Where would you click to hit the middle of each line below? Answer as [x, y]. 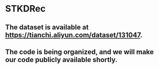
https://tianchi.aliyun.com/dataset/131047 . [74, 35]
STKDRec [26, 9]
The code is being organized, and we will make [79, 52]
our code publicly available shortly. [61, 60]
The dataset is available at [47, 27]
